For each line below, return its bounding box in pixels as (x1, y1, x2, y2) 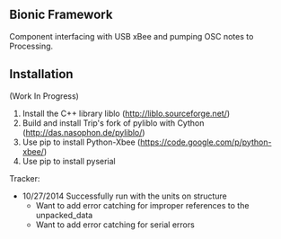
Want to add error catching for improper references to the (35, 199, 250, 210)
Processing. (9, 40, 54, 51)
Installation (9, 66, 74, 82)
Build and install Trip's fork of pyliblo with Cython (22, 117, 205, 128)
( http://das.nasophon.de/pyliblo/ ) (22, 127, 145, 137)
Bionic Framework (9, 7, 113, 22)
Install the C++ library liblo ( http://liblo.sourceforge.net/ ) (22, 108, 231, 119)
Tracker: (9, 173, 40, 183)
